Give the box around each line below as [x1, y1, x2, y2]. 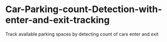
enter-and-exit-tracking [5, 14, 110, 26]
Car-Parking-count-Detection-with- [5, 4, 162, 15]
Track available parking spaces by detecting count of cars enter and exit [5, 31, 159, 37]
